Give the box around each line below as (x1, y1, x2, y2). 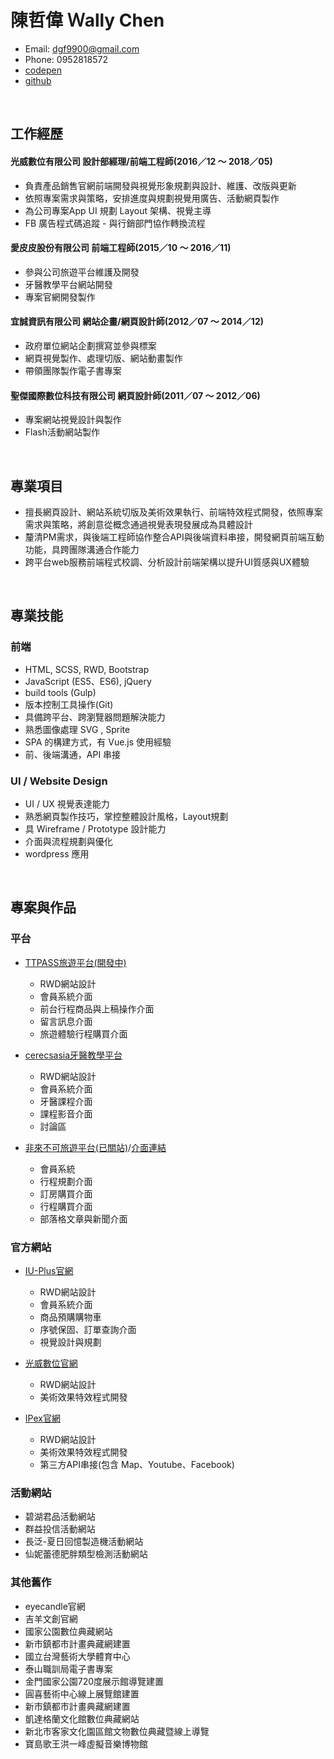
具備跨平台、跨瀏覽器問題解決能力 (24, 711, 166, 723)
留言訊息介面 (39, 1015, 93, 1027)
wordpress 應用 (24, 847, 90, 860)
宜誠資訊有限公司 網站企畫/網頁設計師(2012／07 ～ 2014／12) (10, 316, 264, 328)
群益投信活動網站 (24, 1523, 96, 1535)
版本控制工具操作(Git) (24, 698, 114, 710)
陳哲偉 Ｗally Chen (10, 9, 165, 32)
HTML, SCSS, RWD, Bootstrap (24, 663, 150, 675)
